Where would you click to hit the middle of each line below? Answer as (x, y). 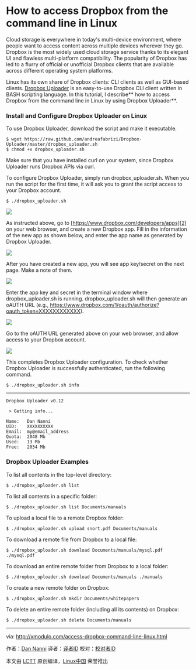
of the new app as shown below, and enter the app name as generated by (94, 235)
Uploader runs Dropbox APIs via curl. (51, 167)
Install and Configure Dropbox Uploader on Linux (77, 115)
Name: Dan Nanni (28, 422)
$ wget (14, 139)
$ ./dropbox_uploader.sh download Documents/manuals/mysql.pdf (85, 550)
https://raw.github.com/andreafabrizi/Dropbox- (83, 139)
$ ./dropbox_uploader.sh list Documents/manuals (66, 507)
